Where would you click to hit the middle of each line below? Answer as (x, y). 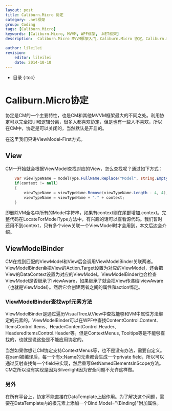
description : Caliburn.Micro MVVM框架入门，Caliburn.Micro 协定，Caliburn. (86, 39)
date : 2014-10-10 (33, 62)
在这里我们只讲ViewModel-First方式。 (45, 139)
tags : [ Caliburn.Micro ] (31, 29)
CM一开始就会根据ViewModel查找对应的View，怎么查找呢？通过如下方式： (84, 169)
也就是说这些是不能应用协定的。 (52, 340)
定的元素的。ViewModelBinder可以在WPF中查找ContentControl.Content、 (83, 320)
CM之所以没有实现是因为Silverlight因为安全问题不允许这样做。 (71, 370)
